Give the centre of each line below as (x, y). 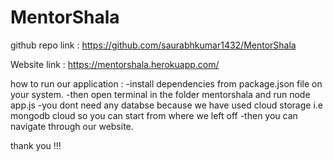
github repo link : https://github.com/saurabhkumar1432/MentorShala (153, 45)
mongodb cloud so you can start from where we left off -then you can (154, 115)
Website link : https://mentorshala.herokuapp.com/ (115, 64)
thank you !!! (36, 145)
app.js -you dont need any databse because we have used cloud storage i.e (166, 105)
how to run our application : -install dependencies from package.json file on (166, 83)
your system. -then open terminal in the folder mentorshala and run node (160, 94)
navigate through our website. (72, 126)
